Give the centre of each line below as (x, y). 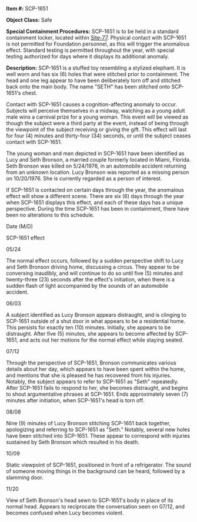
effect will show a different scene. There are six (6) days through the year (95, 196)
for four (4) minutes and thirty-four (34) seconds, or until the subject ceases (98, 136)
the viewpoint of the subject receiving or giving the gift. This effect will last (96, 129)
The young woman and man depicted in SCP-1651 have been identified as (95, 153)
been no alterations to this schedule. (50, 215)
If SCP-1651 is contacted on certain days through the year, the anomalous (95, 190)
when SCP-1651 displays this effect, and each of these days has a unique (95, 202)
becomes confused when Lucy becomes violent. (65, 513)
